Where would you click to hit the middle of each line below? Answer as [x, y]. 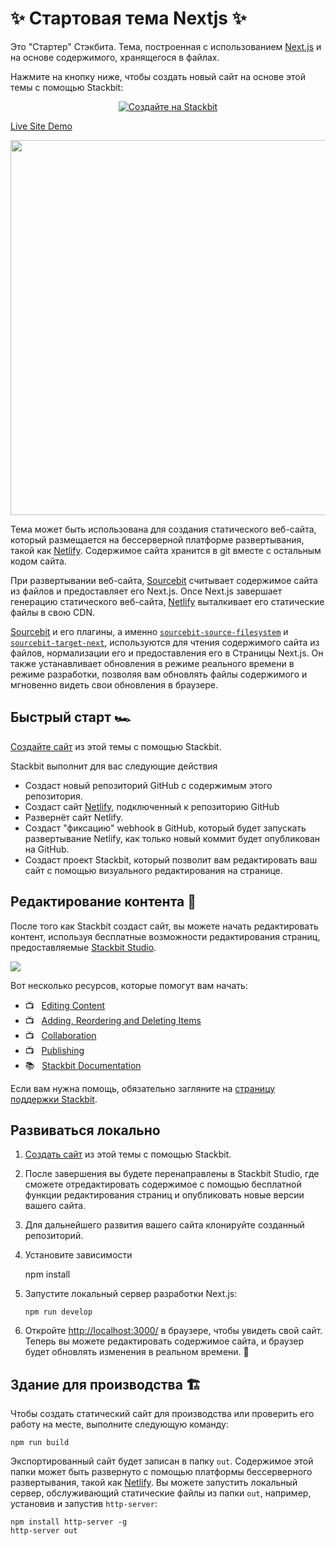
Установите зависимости [78, 1255]
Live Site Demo [41, 126]
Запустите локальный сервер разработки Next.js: [131, 1294]
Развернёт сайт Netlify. [74, 817]
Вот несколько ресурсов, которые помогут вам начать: [129, 985]
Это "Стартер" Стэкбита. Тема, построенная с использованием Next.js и [166, 46]
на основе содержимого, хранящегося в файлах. [115, 57]
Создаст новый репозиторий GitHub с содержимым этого [148, 785]
